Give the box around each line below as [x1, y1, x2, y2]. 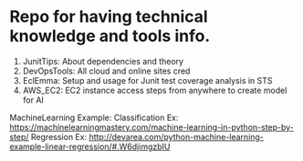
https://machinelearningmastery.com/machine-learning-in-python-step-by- [9, 121, 295, 133]
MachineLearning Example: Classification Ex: [9, 112, 179, 123]
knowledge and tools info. [9, 25, 211, 46]
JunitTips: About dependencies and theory [22, 55, 184, 66]
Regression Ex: [30, 131, 88, 142]
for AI [22, 94, 44, 106]
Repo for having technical [9, 6, 208, 27]
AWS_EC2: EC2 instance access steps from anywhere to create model [22, 85, 287, 96]
